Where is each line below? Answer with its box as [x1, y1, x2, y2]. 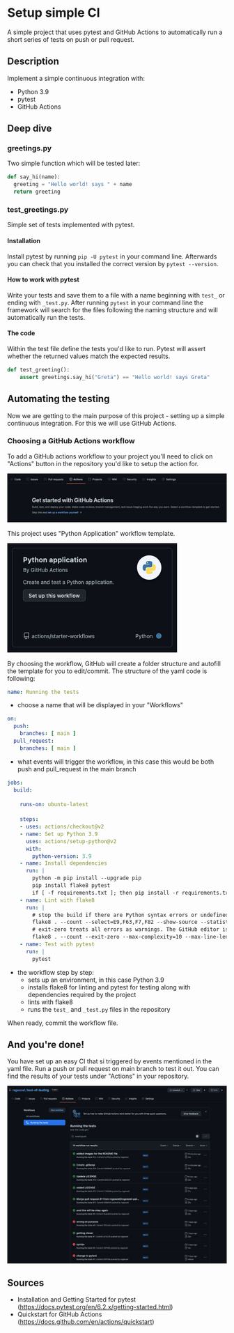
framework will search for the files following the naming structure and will [7, 305, 218, 314]
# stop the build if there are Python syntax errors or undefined [32, 911, 229, 918]
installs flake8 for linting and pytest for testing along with [27, 983, 191, 991]
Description [7, 56, 59, 68]
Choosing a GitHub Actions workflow [7, 436, 135, 446]
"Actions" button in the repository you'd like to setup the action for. [7, 459, 199, 468]
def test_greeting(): [7, 366, 70, 373]
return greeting [13, 188, 61, 196]
